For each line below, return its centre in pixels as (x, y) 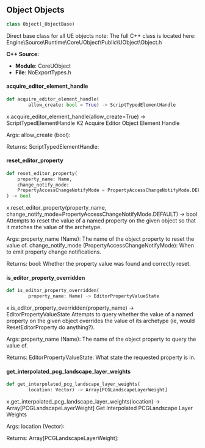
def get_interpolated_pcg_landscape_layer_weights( (73, 384)
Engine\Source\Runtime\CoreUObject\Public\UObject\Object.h (84, 42)
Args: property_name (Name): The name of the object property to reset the (100, 239)
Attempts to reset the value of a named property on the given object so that (101, 221)
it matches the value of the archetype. (54, 227)
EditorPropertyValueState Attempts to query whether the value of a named (100, 315)
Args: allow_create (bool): (39, 135)
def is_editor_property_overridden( (53, 291)
